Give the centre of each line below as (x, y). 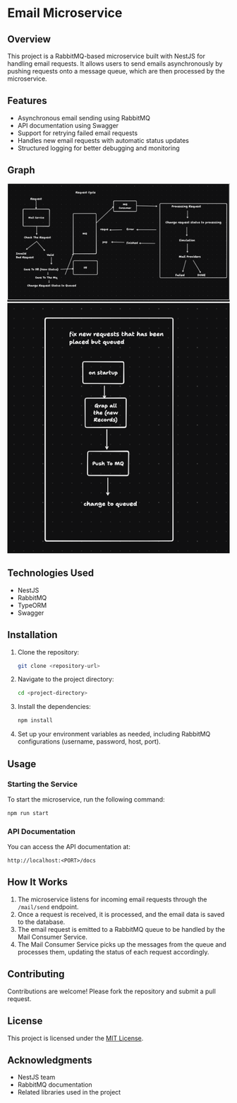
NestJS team (36, 1078)
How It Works (38, 882)
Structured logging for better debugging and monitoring (98, 148)
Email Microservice (65, 13)
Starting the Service (42, 784)
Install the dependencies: (54, 707)
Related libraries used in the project (69, 1092)
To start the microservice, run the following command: (86, 799)
